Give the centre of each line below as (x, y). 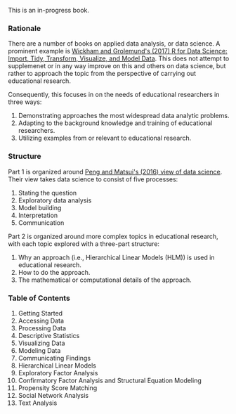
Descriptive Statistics (49, 335)
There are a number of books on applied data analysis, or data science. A (114, 44)
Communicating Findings (54, 358)
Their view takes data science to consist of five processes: (93, 179)
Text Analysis (38, 403)
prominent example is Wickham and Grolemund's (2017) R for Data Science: (118, 51)
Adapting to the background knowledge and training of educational (115, 123)
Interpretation (38, 215)
